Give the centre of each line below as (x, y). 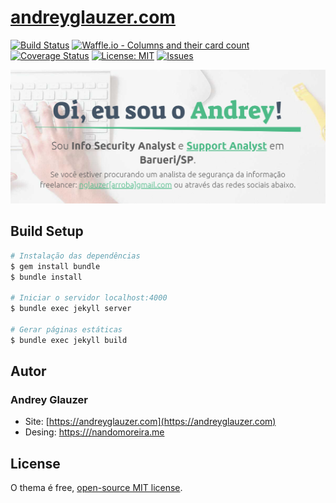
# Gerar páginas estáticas (66, 329)
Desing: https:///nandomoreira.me (94, 432)
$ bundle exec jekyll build (69, 340)
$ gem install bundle (55, 266)
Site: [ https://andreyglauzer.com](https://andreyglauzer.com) (150, 422)
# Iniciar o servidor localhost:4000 (89, 298)
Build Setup (47, 231)
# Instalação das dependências (75, 256)
